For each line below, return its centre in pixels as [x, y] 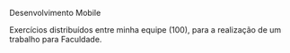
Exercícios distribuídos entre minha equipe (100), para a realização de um [145, 30]
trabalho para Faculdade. [56, 39]
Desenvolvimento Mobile [55, 13]
